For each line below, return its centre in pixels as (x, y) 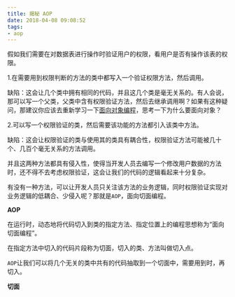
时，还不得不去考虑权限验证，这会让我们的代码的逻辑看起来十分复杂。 (108, 172)
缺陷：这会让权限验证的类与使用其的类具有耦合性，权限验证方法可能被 (108, 140)
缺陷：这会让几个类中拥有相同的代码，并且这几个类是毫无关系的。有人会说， (117, 92)
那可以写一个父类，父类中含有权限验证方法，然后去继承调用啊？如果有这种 (114, 102)
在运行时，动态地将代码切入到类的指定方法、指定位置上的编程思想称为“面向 (116, 224)
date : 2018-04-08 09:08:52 (47, 20)
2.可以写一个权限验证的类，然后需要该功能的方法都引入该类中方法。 (105, 125)
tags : (15, 27)
